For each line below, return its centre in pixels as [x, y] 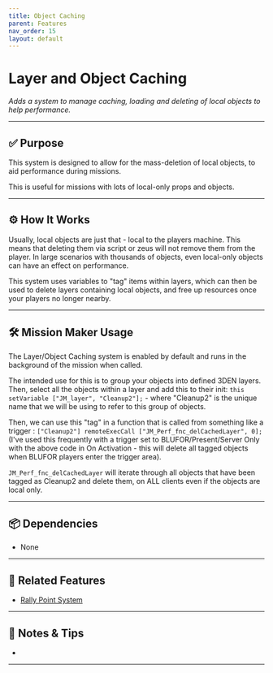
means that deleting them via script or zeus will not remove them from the [132, 248]
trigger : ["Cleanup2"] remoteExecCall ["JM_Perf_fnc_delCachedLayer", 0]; [135, 430]
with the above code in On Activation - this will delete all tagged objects [128, 448]
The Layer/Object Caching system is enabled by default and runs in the [128, 356]
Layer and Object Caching [98, 79]
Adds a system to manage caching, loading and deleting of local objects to [135, 101]
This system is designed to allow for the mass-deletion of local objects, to [132, 162]
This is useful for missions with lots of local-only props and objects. [121, 187]
